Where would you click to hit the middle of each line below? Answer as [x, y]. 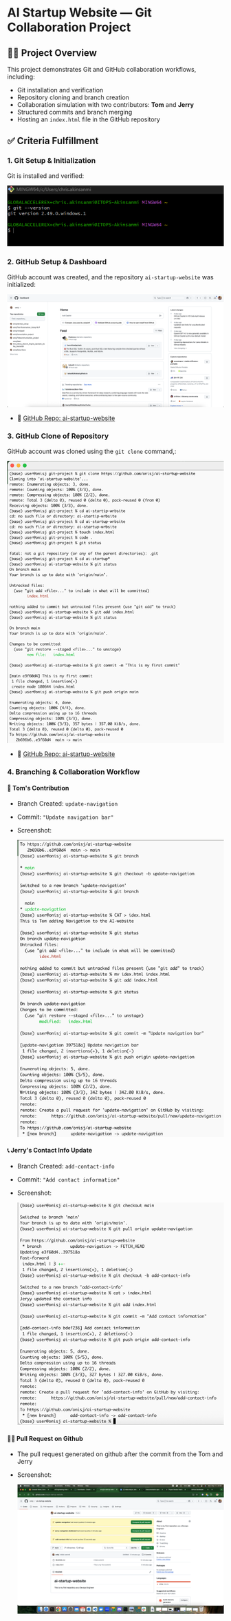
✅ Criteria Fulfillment [53, 141]
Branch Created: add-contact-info [66, 1166]
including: [21, 77]
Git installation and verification [60, 90]
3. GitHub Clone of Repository [58, 436]
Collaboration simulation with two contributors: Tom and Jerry [106, 105]
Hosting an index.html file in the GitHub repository [88, 119]
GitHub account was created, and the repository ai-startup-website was [111, 277]
